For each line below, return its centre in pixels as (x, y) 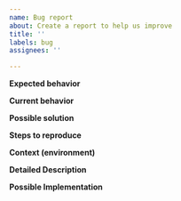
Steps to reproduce (45, 135)
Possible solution (42, 118)
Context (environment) (52, 153)
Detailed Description (48, 170)
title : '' (28, 34)
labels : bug (31, 42)
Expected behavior (45, 84)
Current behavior (41, 101)
